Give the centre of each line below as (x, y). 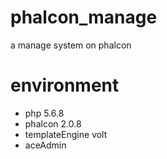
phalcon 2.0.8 (53, 123)
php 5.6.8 (44, 113)
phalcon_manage (84, 17)
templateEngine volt (66, 134)
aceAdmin (45, 145)
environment (65, 85)
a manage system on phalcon (71, 45)
